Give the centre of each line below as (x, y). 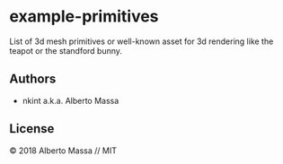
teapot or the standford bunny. (66, 50)
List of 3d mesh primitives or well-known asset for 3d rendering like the (141, 41)
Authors (33, 79)
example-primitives (84, 17)
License (32, 129)
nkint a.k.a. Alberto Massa (71, 100)
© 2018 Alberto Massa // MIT (63, 151)
